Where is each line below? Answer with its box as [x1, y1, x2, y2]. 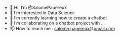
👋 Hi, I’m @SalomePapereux [9, 5, 67, 10]
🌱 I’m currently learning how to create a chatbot [9, 15, 107, 20]
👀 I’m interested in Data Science [9, 10, 75, 16]
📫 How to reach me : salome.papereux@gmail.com [9, 26, 115, 31]
